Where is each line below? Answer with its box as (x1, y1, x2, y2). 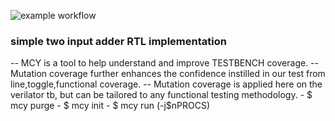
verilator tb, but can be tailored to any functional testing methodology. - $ (10, 89, 313, 101)
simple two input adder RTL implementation (10, 34, 227, 48)
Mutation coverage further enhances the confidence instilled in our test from (10, 68, 326, 80)
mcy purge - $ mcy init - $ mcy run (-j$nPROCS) (10, 100, 211, 112)
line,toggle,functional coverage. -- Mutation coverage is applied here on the (10, 78, 323, 90)
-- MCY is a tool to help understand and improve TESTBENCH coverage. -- (10, 57, 319, 69)
